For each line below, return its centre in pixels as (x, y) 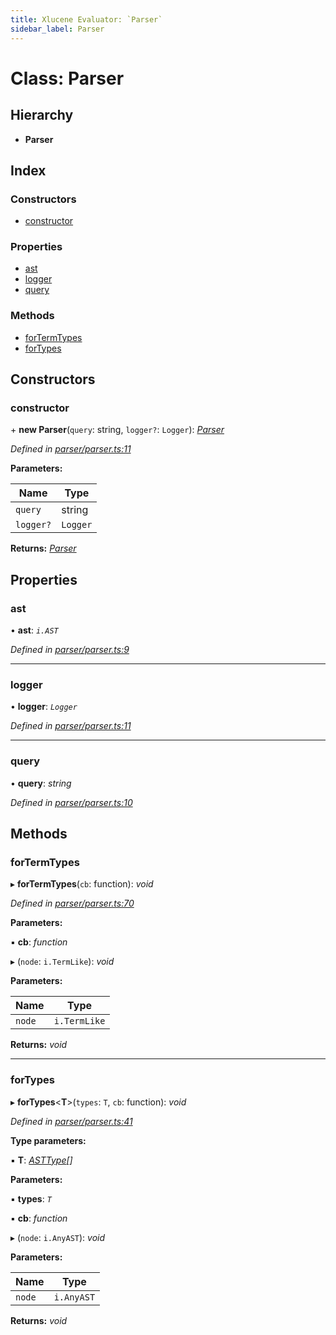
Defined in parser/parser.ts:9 (70, 650)
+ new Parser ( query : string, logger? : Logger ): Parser (117, 430)
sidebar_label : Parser (57, 29)
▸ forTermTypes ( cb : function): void (82, 884)
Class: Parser (67, 78)
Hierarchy (42, 115)
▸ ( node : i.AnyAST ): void (58, 1237)
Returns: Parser (43, 548)
